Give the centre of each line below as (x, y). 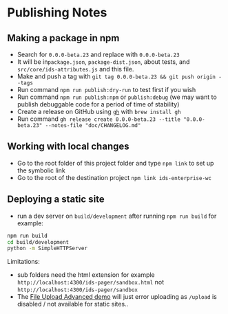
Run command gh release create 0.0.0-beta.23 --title (99, 119)
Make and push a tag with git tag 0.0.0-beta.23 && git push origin (116, 76)
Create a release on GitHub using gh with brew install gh (99, 112)
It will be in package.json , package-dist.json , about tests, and (103, 62)
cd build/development (38, 242)
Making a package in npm (63, 38)
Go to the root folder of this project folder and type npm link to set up (115, 163)
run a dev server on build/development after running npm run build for (117, 216)
